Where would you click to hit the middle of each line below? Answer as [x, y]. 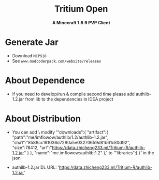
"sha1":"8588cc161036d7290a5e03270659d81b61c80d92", [71, 142]
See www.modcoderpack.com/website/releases [57, 61]
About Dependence [45, 80]
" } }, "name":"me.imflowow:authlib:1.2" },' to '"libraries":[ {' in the [89, 153]
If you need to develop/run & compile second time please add [73, 94]
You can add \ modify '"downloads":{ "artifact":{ [60, 132]
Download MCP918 [29, 56]
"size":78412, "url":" [32, 147]
